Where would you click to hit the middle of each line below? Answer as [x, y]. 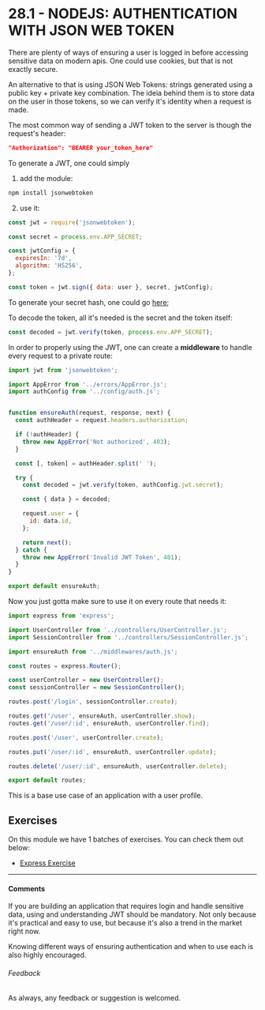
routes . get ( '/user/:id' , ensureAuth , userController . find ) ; [109, 723]
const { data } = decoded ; [67, 499]
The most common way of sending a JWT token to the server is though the [130, 125]
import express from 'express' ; [61, 616]
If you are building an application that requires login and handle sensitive [126, 906]
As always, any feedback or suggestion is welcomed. [95, 997]
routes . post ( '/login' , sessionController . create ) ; [93, 702]
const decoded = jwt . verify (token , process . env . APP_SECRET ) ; [111, 332]
